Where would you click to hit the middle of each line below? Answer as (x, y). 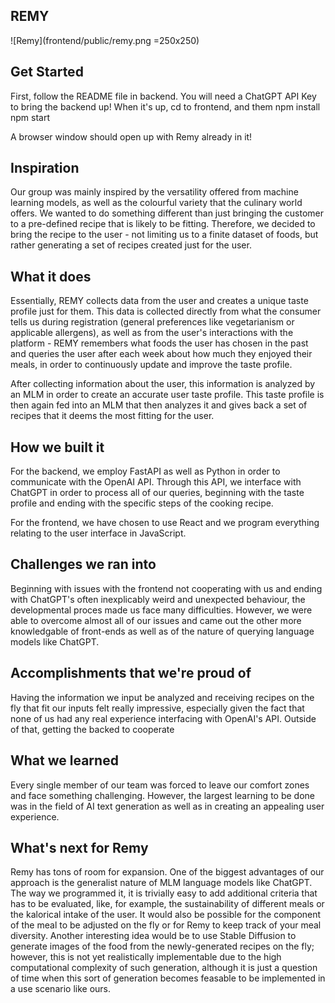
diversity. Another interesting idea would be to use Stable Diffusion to (153, 936)
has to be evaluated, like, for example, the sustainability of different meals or (167, 904)
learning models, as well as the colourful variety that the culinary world (156, 203)
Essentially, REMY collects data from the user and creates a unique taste (159, 301)
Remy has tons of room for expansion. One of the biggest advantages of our (167, 872)
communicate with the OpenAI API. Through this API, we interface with (156, 482)
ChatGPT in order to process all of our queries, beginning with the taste (157, 493)
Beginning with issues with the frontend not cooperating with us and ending (166, 588)
